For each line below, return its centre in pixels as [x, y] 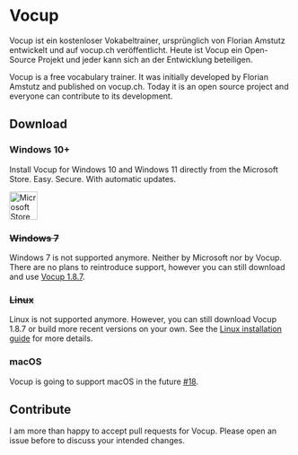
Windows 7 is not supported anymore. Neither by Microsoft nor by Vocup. [146, 258]
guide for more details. [51, 338]
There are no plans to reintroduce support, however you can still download [147, 267]
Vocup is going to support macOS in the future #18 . [104, 381]
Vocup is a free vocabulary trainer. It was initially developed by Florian [139, 76]
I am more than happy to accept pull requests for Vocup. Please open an [143, 431]
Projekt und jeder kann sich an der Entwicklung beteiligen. [145, 59]
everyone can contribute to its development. [91, 96]
